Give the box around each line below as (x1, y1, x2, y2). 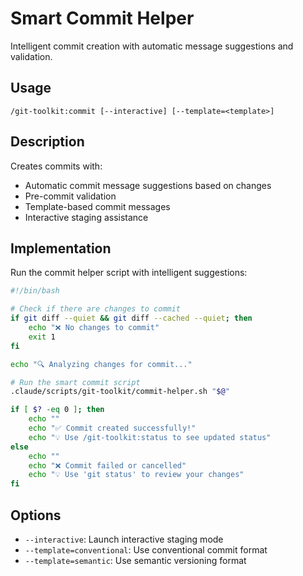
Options (10, 507, 62, 524)
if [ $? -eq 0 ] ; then (10, 405, 105, 415)
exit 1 (28, 332, 56, 342)
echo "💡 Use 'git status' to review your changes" (28, 470, 245, 480)
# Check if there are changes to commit (10, 304, 182, 314)
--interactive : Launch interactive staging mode (24, 533, 224, 545)
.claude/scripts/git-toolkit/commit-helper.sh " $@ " (10, 387, 230, 397)
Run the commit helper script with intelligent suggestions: (10, 267, 248, 279)
